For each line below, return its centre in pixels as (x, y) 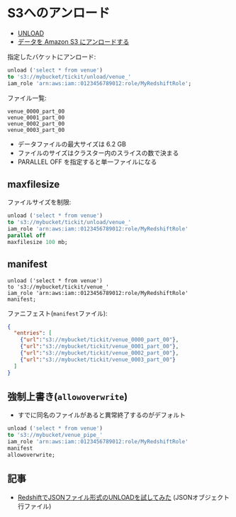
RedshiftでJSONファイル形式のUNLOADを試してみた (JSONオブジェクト (124, 497)
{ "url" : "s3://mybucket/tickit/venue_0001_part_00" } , (100, 347)
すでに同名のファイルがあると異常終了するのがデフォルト (101, 415)
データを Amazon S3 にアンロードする (73, 41)
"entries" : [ (33, 333)
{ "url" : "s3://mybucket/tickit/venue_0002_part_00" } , (100, 353)
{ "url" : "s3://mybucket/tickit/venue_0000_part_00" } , (100, 340)
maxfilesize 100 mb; (38, 242)
